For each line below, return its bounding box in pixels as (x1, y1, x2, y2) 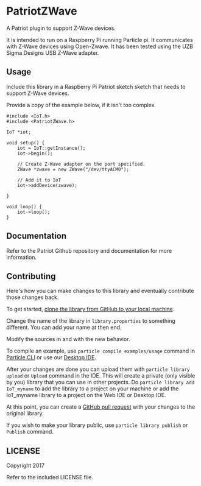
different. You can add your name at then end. (6, 324, 122, 331)
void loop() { (6, 203, 43, 210)
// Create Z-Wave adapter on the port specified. (17, 161, 146, 167)
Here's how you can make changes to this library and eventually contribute (6, 287, 194, 295)
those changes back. (6, 294, 59, 301)
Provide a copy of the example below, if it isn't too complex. (6, 101, 157, 108)
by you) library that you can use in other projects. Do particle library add (6, 379, 195, 386)
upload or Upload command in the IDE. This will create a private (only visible (6, 372, 196, 379)
